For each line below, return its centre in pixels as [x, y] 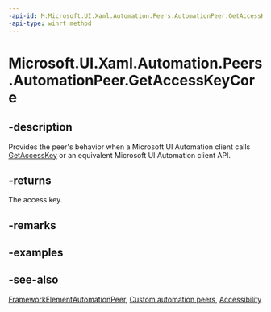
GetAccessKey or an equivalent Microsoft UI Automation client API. [120, 155]
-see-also [33, 280]
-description [40, 127]
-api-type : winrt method [50, 23]
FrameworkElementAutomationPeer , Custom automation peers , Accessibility [135, 299]
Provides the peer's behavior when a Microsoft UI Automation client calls [129, 147]
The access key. [35, 200]
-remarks [32, 225]
